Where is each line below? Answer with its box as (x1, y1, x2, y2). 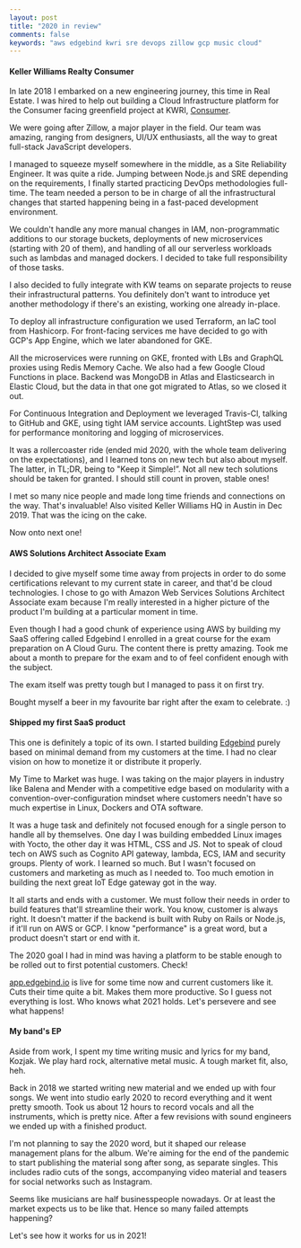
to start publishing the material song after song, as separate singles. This (9, 1157, 279, 1168)
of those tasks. (9, 262, 64, 273)
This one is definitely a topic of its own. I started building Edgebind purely (9, 737, 280, 748)
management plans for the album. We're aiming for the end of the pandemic (9, 1147, 289, 1159)
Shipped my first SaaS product (9, 717, 126, 728)
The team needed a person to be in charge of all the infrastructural (30, 188, 276, 199)
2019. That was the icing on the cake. (9, 509, 148, 521)
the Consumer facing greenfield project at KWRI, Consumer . (9, 105, 231, 116)
